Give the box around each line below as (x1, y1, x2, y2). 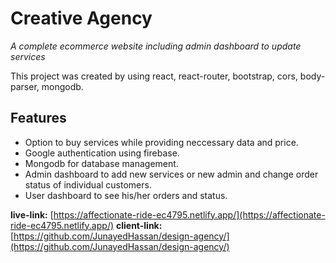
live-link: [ (10, 208, 54, 221)
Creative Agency (10, 7, 153, 30)
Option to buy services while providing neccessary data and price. (24, 136, 299, 148)
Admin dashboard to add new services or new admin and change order (24, 168, 319, 180)
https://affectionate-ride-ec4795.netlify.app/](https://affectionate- (53, 208, 326, 221)
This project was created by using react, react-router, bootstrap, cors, (10, 70, 298, 82)
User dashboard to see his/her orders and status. (24, 189, 228, 201)
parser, (10, 80, 40, 92)
